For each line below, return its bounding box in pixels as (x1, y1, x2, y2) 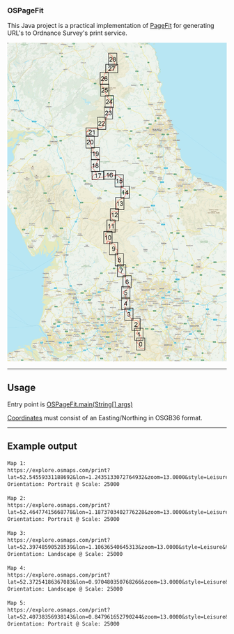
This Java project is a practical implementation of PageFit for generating (7, 22, 214, 30)
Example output (7, 441, 78, 452)
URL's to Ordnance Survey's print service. (7, 29, 127, 37)
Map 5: (7, 599, 26, 606)
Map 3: (7, 529, 26, 536)
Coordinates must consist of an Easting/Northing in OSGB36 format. (7, 414, 203, 422)
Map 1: (7, 459, 26, 466)
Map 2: (7, 494, 26, 501)
